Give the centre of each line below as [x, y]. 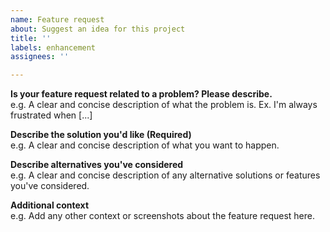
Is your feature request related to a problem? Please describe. [141, 94]
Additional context [50, 205]
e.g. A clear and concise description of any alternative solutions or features [165, 175]
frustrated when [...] [51, 115]
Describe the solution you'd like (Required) [101, 135]
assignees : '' [40, 57]
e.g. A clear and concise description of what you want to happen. [145, 145]
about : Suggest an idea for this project [98, 29]
